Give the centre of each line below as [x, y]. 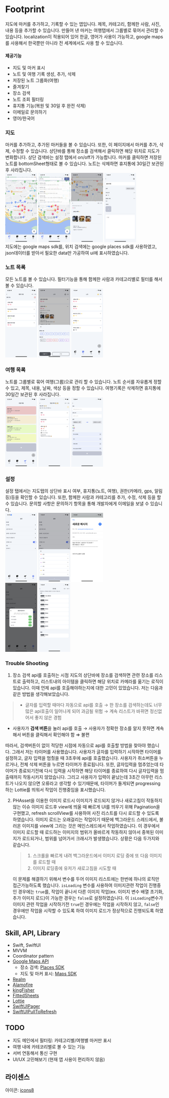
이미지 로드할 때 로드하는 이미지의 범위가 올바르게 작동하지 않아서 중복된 [83, 832]
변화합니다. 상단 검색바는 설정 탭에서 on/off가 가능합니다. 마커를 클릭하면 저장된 [83, 158]
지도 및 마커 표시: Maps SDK [48, 974]
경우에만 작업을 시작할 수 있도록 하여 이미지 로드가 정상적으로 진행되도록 [83, 911]
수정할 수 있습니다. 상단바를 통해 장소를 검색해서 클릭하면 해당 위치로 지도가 [86, 151]
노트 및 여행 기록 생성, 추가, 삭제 [44, 74]
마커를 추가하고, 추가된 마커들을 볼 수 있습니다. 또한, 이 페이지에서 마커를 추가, [82, 145]
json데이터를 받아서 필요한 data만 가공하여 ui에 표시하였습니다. [67, 253]
